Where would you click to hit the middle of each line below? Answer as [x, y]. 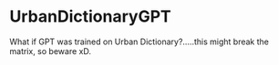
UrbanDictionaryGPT [90, 17]
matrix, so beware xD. [50, 51]
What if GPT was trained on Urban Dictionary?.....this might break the [139, 42]
